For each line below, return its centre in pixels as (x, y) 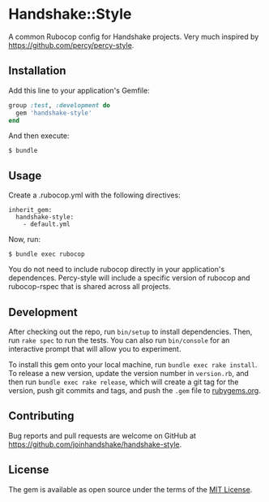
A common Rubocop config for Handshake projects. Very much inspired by (134, 37)
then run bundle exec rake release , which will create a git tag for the (124, 382)
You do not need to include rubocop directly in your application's (117, 270)
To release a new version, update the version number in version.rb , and (129, 373)
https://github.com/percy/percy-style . (71, 45)
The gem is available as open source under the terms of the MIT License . (130, 489)
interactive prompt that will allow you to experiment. (95, 349)
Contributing (41, 416)
